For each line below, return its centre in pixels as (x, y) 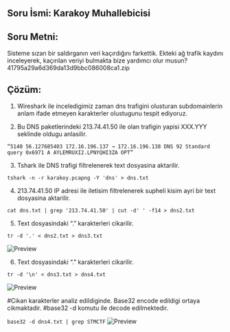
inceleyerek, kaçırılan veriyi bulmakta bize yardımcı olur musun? (97, 60)
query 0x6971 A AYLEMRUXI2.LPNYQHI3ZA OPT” (70, 153)
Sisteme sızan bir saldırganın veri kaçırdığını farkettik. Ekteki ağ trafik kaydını (115, 54)
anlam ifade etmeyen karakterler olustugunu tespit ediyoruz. (102, 113)
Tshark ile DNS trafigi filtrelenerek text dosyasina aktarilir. (98, 166)
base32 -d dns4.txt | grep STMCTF (57, 322)
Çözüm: (24, 90)
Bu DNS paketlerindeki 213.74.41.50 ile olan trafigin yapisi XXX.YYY (112, 127)
